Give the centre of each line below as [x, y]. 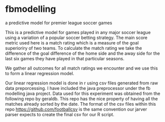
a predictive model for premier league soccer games [59, 23]
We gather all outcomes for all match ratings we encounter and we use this [82, 68]
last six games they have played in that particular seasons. [65, 58]
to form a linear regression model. [40, 73]
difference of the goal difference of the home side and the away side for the [82, 53]
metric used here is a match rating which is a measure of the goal [72, 42]
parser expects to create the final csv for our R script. [60, 114]
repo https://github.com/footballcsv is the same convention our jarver [76, 109]
